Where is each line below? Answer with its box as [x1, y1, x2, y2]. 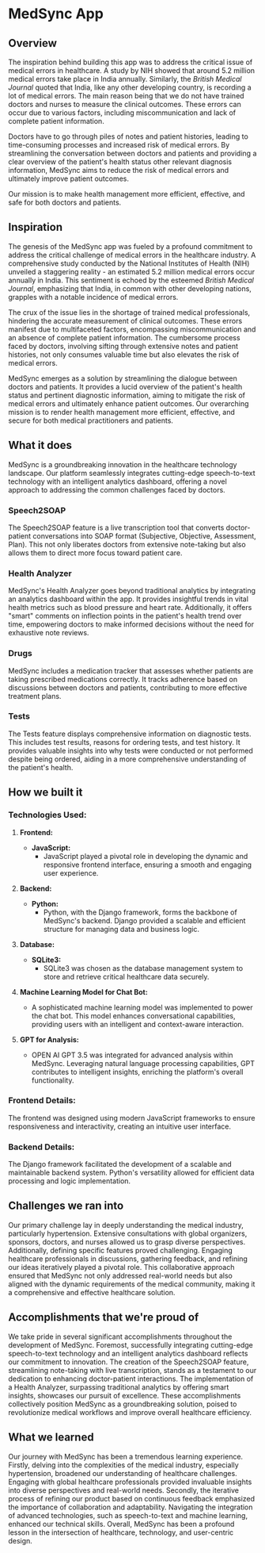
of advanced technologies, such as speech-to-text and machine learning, [8, 1510, 248, 1520]
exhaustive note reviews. [8, 628, 89, 638]
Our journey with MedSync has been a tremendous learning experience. [8, 1451, 244, 1461]
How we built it [8, 786, 83, 800]
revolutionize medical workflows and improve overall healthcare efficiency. [8, 1407, 252, 1417]
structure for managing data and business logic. [43, 924, 200, 934]
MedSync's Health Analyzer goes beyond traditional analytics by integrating [8, 586, 256, 596]
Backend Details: [8, 1141, 75, 1152]
